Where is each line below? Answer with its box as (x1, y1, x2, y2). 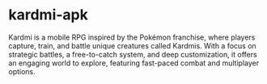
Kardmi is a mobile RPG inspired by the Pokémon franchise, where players (8, 32, 256, 42)
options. (8, 66, 36, 76)
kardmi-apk (8, 6, 89, 24)
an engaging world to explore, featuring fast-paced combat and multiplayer (8, 58, 260, 68)
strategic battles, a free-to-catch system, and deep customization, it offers (8, 49, 257, 59)
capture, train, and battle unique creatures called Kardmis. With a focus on (8, 40, 256, 50)
